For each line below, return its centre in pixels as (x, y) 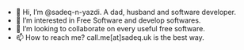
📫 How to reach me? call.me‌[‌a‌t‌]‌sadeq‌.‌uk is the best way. (110, 37)
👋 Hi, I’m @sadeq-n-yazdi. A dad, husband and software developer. (126, 12)
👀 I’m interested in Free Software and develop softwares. (108, 20)
